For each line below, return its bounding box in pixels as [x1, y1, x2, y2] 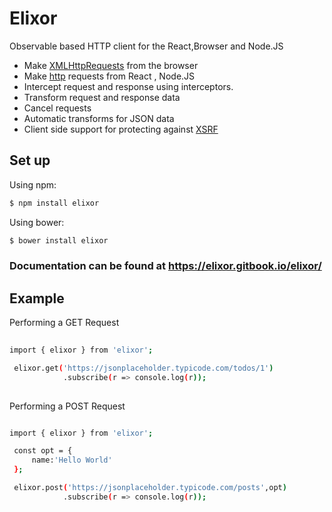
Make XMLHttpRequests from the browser [23, 59, 199, 71]
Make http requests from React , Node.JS [23, 70, 196, 82]
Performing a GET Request [9, 317, 120, 329]
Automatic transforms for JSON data [23, 112, 175, 124]
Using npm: [9, 178, 57, 191]
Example [9, 290, 65, 307]
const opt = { [13, 446, 73, 456]
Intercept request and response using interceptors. [23, 80, 234, 92]
